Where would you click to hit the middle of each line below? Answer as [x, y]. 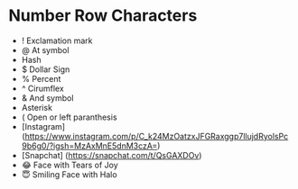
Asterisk [37, 107]
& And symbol [47, 98]
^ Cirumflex [42, 88]
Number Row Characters [103, 16]
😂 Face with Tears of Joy [70, 165]
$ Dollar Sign [46, 69]
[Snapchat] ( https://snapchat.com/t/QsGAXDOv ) [112, 155]
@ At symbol [45, 49]
